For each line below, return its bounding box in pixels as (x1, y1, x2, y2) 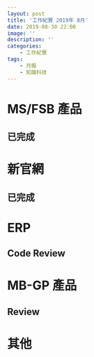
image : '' (7, 29, 36, 37)
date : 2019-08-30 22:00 (7, 23, 77, 30)
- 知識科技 (19, 68, 47, 75)
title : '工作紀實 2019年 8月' (7, 17, 88, 24)
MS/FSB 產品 (7, 101, 82, 117)
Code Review (7, 247, 66, 259)
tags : (7, 56, 23, 63)
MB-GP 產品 (7, 277, 77, 293)
